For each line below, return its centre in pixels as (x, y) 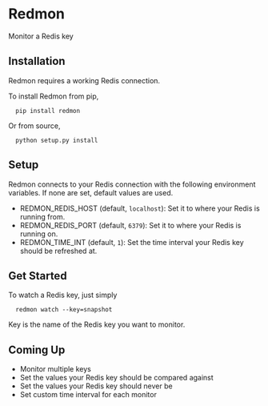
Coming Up (37, 350)
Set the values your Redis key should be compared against (116, 378)
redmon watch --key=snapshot (64, 310)
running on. (39, 234)
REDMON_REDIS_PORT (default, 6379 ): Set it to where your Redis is (130, 225)
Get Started (38, 276)
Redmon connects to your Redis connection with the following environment (132, 184)
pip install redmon (48, 111)
